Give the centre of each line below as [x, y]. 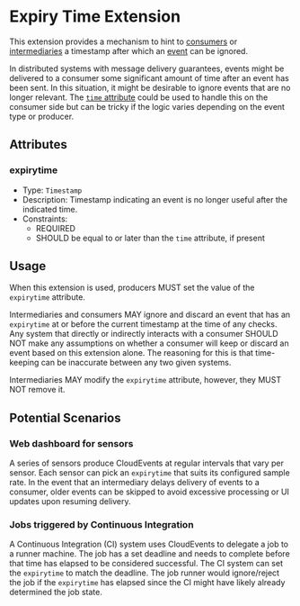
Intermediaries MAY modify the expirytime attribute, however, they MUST [145, 380]
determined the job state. [56, 592]
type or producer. [42, 116]
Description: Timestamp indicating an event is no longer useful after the [155, 199]
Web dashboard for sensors [71, 443]
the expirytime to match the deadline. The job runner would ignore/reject [145, 573]
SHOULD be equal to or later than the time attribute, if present [150, 238]
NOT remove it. [37, 390]
